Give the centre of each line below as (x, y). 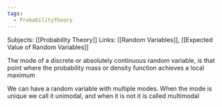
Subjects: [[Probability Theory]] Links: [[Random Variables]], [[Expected (110, 39)
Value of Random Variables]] (48, 47)
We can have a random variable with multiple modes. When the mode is (110, 88)
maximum (21, 75)
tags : (15, 13)
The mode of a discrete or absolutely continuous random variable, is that (111, 60)
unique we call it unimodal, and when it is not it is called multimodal (103, 96)
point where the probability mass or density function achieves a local (106, 68)
